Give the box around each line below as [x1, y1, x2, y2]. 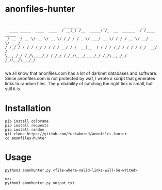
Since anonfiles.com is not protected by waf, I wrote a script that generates [5, 75, 155, 81]
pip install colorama [5, 119, 49, 124]
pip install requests [5, 123, 49, 128]
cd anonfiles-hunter [5, 136, 47, 141]
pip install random [5, 127, 45, 132]
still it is [5, 86, 20, 92]
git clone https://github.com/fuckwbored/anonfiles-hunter [5, 131, 127, 136]
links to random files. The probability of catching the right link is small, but [5, 80, 153, 86]
